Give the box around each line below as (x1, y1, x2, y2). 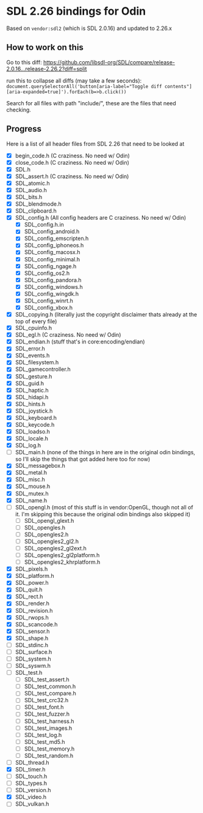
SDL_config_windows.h (24, 283, 84, 290)
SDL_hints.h (15, 400, 46, 408)
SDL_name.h (15, 496, 48, 504)
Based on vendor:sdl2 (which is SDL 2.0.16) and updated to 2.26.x (6, 24, 173, 32)
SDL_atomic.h (15, 179, 50, 187)
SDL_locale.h (15, 435, 49, 442)
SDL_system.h (15, 655, 51, 662)
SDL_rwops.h (15, 613, 49, 621)
